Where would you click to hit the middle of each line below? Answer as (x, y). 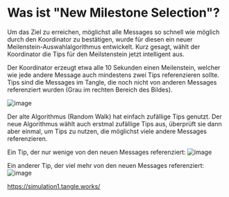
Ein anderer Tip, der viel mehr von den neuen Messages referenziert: (106, 165)
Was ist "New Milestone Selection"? (113, 13)
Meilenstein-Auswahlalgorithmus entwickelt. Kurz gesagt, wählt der (104, 46)
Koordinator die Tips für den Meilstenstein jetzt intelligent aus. (96, 54)
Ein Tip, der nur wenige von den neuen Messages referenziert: (96, 152)
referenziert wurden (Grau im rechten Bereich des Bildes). (90, 89)
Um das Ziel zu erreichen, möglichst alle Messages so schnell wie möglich (113, 32)
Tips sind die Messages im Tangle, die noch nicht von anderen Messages (112, 82)
